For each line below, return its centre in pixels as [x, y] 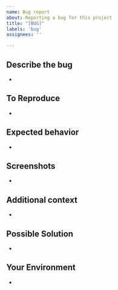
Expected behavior [43, 133]
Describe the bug [39, 65]
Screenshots [31, 166]
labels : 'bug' [24, 29]
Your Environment [41, 268]
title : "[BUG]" [25, 23]
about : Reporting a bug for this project [59, 18]
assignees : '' [24, 35]
